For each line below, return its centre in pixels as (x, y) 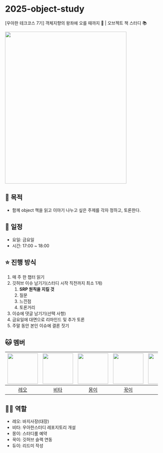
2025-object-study (45, 9)
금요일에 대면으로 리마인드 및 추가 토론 (48, 320)
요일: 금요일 (23, 240)
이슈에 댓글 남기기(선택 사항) (39, 314)
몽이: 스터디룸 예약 (30, 433)
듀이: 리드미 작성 (28, 445)
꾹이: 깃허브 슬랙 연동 (32, 439)
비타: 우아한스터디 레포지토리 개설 (44, 427)
